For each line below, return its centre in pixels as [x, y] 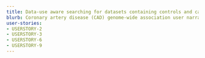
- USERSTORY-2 [24, 29]
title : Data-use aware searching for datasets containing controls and [99, 12]
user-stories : [24, 23]
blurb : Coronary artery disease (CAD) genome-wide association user [95, 18]
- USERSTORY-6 [24, 40]
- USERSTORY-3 [24, 34]
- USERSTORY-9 [24, 46]
